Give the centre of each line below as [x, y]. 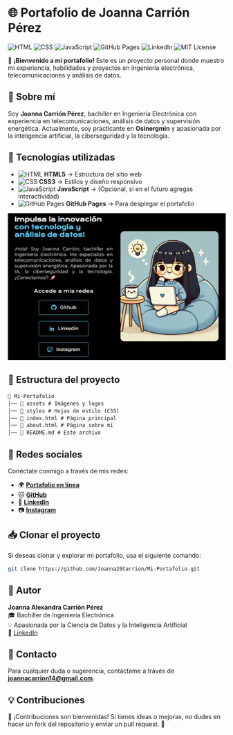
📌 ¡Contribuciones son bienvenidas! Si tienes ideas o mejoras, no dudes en [114, 717]
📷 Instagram [37, 510]
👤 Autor [25, 591]
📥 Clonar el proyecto [54, 535]
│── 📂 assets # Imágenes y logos [56, 403]
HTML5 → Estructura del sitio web [93, 174]
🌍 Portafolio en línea [49, 485]
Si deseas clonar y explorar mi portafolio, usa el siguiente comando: [104, 555]
